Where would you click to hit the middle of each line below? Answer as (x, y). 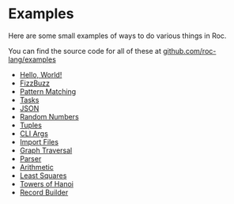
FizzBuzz (34, 83)
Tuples (30, 125)
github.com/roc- (190, 51)
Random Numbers (49, 116)
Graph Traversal (46, 150)
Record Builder (44, 192)
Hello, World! (41, 74)
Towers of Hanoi (46, 183)
